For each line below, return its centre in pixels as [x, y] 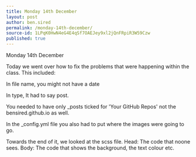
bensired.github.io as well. [38, 113]
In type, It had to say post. [37, 95]
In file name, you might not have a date [53, 84]
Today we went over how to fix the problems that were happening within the [98, 67]
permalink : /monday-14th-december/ [49, 28]
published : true [26, 39]
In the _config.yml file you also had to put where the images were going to [95, 124]
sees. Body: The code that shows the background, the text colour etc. [90, 148]
